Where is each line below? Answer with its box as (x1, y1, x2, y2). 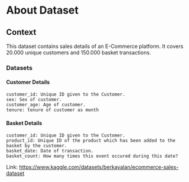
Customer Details (6, 78, 50, 86)
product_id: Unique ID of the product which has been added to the (6, 138, 176, 144)
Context (6, 27, 37, 37)
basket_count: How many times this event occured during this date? (6, 153, 178, 160)
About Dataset (6, 4, 79, 17)
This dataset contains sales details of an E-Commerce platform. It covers (6, 43, 184, 50)
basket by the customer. (6, 143, 67, 149)
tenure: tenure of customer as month (6, 107, 99, 113)
